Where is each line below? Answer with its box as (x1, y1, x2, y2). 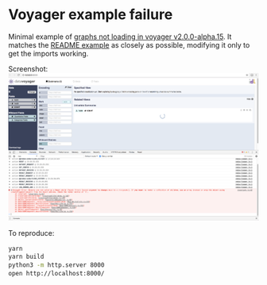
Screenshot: (8, 64, 48, 73)
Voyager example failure (8, 6, 173, 24)
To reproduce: (8, 228, 55, 237)
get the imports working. (8, 48, 89, 58)
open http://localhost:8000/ (8, 270, 105, 278)
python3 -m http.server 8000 (8, 261, 105, 269)
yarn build (8, 252, 44, 261)
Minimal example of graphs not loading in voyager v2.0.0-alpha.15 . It (8, 32, 232, 41)
